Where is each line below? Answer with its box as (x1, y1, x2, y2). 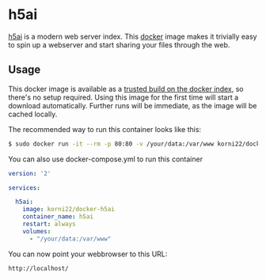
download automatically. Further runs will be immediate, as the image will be (8, 100, 257, 110)
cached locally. (8, 109, 58, 119)
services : (8, 184, 41, 191)
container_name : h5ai (22, 213, 93, 221)
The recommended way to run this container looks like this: (8, 124, 202, 134)
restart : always (22, 220, 77, 228)
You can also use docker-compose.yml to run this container (8, 154, 203, 164)
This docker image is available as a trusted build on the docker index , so (8, 84, 244, 93)
